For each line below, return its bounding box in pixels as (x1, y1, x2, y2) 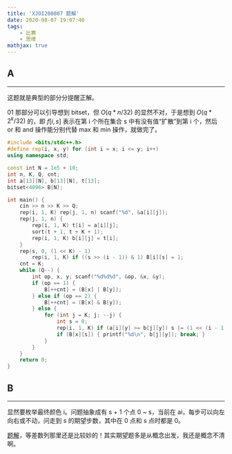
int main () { (7, 196, 45, 204)
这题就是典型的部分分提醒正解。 (7, 93, 98, 101)
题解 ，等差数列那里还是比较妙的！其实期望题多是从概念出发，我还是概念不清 (7, 431, 225, 440)
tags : (7, 23, 23, 30)
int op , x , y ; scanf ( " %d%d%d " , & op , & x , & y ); (32, 273, 166, 280)
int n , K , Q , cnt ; (7, 170, 60, 178)
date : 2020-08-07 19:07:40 (7, 17, 85, 23)
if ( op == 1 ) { (32, 279, 76, 286)
